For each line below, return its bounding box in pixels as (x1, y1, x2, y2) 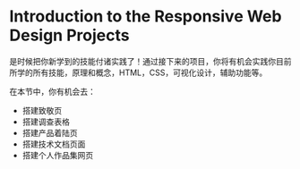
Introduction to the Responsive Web (9, 6, 282, 27)
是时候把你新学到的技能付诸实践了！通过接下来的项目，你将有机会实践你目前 (9, 55, 292, 66)
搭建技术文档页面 (21, 139, 86, 149)
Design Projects (9, 25, 130, 46)
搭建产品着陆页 (21, 127, 78, 138)
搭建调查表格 (21, 116, 70, 127)
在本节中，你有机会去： (9, 86, 96, 97)
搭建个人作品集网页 (21, 149, 94, 160)
